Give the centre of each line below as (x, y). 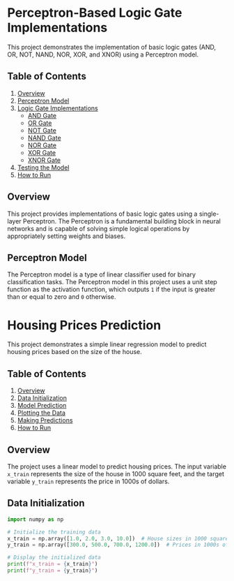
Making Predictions (45, 420)
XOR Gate (42, 152)
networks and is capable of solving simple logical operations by (99, 228)
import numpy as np (36, 519)
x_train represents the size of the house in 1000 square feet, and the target (116, 473)
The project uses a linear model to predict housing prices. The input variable (117, 466)
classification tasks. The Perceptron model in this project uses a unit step (112, 282)
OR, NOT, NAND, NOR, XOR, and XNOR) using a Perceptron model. (103, 54)
